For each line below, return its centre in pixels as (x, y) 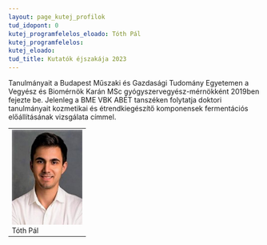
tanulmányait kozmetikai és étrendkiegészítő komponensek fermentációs (128, 108)
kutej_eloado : (32, 51)
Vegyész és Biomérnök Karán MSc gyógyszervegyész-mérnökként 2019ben (134, 91)
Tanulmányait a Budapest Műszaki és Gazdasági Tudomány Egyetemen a (129, 83)
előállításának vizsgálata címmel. (62, 117)
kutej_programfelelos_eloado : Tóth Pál (75, 34)
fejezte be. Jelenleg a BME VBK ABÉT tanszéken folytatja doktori (115, 100)
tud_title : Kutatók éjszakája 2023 (68, 59)
